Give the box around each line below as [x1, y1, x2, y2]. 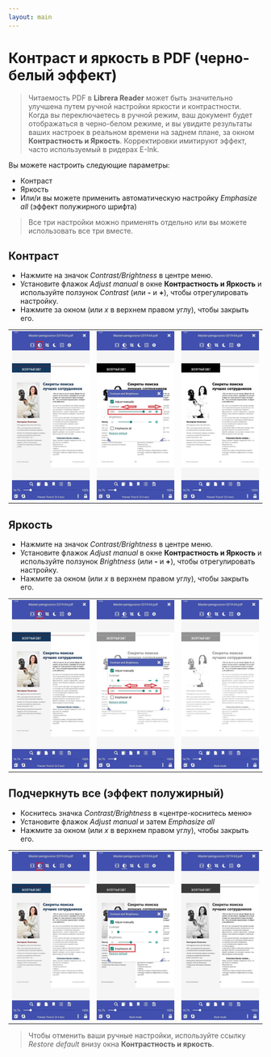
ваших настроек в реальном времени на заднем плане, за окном [27, 127, 255, 137]
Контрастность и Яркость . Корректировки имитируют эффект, [27, 136, 248, 146]
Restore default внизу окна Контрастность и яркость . [27, 1039, 215, 1049]
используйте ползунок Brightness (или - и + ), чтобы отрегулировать [19, 556, 256, 566]
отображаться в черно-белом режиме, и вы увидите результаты [27, 118, 252, 129]
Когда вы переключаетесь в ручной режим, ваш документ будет [27, 110, 252, 120]
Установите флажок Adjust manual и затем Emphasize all [19, 817, 215, 827]
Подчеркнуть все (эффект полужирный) [8, 787, 224, 801]
